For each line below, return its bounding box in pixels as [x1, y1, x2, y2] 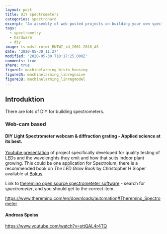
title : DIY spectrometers [5, 12, 59, 17]
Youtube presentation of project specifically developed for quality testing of [5, 149, 160, 155]
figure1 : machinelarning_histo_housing [5, 68, 88, 73]
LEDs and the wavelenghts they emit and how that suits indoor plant [5, 155, 145, 161]
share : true [5, 63, 30, 68]
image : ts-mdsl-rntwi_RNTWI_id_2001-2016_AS [5, 44, 99, 49]
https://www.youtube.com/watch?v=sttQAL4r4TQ [5, 223, 107, 229]
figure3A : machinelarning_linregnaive [5, 72, 85, 77]
